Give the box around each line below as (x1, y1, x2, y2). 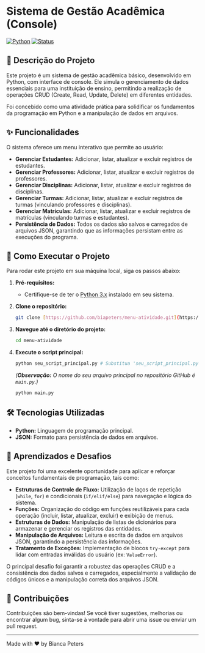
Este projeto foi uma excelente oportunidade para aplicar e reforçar (6, 467, 176, 475)
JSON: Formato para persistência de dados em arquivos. (15, 433, 159, 441)
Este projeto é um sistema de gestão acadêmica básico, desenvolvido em (6, 72, 192, 79)
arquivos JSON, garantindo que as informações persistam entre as (15, 226, 183, 234)
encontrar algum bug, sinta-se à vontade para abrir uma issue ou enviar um (6, 616, 196, 624)
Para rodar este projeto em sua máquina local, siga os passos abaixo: (6, 267, 181, 275)
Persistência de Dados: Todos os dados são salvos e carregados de (15, 220, 188, 228)
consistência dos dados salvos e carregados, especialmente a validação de (6, 569, 196, 577)
